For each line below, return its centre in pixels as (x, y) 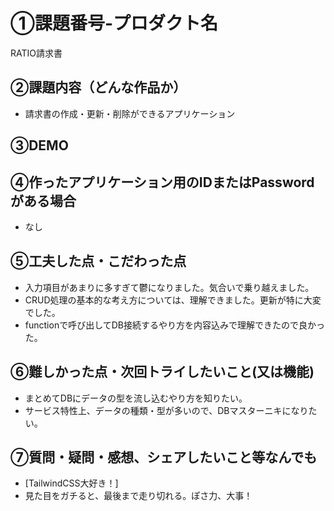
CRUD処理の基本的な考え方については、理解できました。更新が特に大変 (173, 300)
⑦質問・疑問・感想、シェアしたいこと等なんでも (164, 457)
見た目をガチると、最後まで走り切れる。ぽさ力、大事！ (138, 496)
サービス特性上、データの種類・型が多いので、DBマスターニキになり (166, 410)
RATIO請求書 (36, 53)
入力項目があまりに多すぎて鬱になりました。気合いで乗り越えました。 (169, 287)
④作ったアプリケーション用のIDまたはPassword (162, 182)
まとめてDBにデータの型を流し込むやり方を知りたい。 (136, 398)
